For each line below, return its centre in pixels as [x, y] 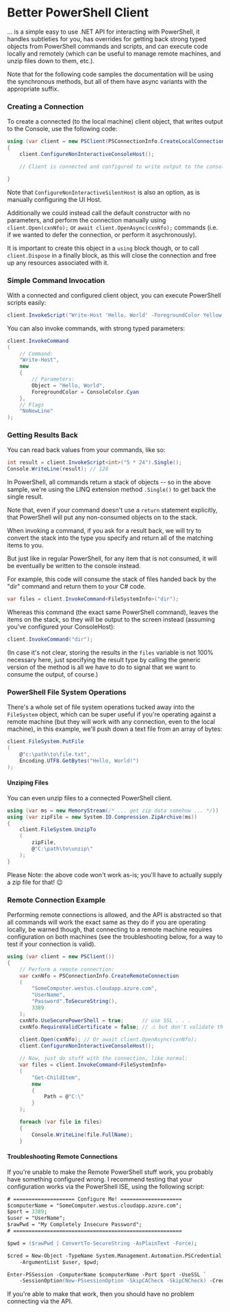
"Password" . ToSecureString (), [75, 1002]
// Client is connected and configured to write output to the [112, 166]
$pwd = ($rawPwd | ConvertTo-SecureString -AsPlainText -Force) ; [102, 1243]
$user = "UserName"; [37, 1218]
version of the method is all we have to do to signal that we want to [102, 667]
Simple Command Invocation [56, 280]
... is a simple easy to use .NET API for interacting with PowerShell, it [103, 32]
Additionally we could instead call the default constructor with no [99, 213]
